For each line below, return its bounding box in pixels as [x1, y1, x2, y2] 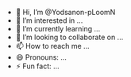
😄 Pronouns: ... [15, 53, 67, 62]
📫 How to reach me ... [15, 42, 90, 50]
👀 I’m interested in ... [15, 16, 83, 25]
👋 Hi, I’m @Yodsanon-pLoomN [15, 8, 116, 16]
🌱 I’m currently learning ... [15, 24, 101, 33]
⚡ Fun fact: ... [15, 61, 60, 71]
